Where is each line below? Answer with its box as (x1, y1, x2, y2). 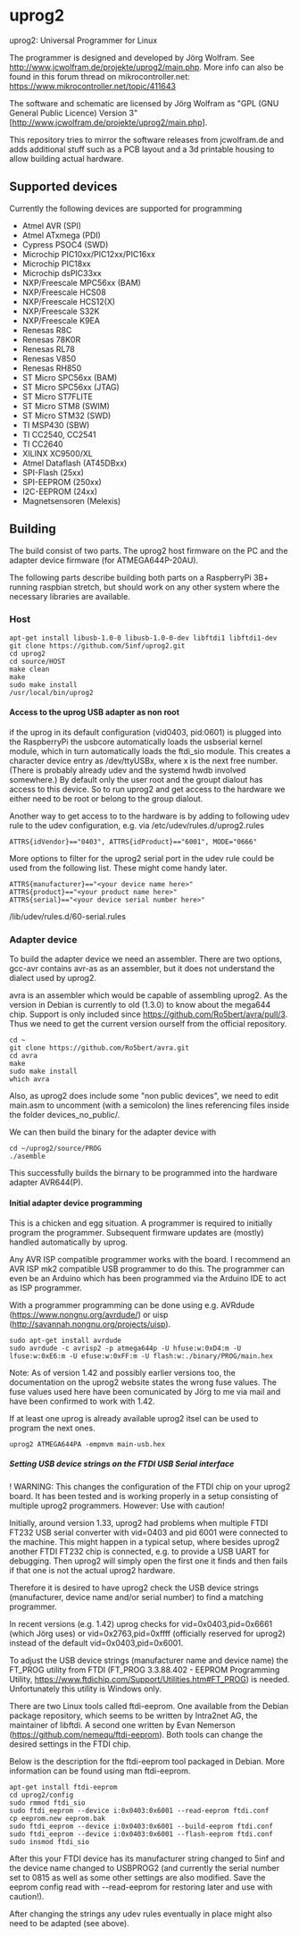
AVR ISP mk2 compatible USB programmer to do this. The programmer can (9, 1263, 286, 1274)
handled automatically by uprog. (9, 1237, 128, 1247)
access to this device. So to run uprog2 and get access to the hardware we (9, 784, 286, 795)
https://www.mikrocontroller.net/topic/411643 (9, 80, 177, 91)
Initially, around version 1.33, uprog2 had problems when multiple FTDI (9, 1517, 269, 1528)
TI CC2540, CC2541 (21, 429, 96, 440)
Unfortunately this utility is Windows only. (9, 1683, 162, 1694)
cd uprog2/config (9, 1790, 74, 1799)
